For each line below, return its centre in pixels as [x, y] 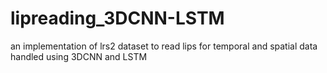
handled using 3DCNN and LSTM [79, 56]
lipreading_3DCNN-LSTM [117, 18]
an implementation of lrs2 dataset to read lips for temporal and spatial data [164, 46]
